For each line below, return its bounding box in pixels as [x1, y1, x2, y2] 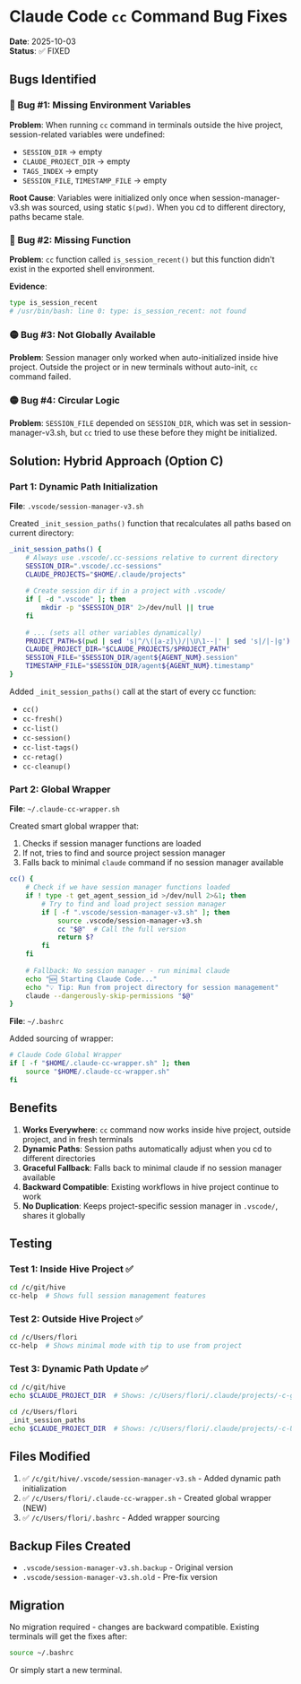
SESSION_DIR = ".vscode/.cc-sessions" [25, 561, 163, 570]
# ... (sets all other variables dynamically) [25, 628, 202, 638]
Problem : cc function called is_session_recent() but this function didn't [9, 254, 275, 265]
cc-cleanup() [21, 762, 72, 771]
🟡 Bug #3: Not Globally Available [9, 328, 156, 341]
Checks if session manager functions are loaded [21, 838, 202, 849]
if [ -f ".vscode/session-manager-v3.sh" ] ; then [41, 907, 230, 916]
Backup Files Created [9, 1538, 132, 1553]
